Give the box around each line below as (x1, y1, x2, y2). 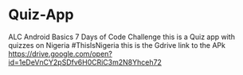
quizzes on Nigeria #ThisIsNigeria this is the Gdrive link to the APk (8, 40, 225, 49)
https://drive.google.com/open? (8, 49, 113, 58)
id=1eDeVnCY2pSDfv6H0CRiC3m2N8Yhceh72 (8, 57, 162, 67)
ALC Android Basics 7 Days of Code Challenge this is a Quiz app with (8, 32, 235, 41)
